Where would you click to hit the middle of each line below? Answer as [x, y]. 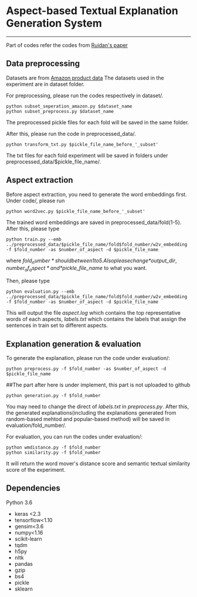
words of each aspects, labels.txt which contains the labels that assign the [96, 319]
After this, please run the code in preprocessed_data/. [71, 134]
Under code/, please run [35, 201]
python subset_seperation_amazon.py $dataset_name [69, 106]
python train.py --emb [34, 239]
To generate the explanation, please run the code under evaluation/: [88, 358]
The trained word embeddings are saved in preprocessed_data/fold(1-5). [94, 222]
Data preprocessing [43, 64]
